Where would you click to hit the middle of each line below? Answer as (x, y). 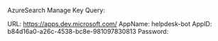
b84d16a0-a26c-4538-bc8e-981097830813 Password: (88, 31)
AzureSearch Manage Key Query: (56, 10)
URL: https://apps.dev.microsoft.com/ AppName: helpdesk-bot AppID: (110, 24)
